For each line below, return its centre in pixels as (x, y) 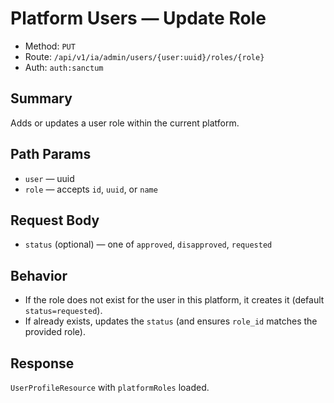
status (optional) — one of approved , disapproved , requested (148, 244)
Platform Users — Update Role (138, 18)
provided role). (55, 332)
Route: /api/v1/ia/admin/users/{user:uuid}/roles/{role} (144, 56)
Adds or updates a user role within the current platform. (125, 123)
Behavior (39, 275)
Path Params (51, 154)
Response (42, 363)
